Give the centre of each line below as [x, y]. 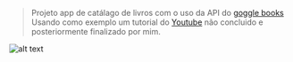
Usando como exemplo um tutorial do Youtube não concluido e [147, 22]
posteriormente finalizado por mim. [96, 31]
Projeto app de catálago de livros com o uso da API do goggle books [157, 13]
